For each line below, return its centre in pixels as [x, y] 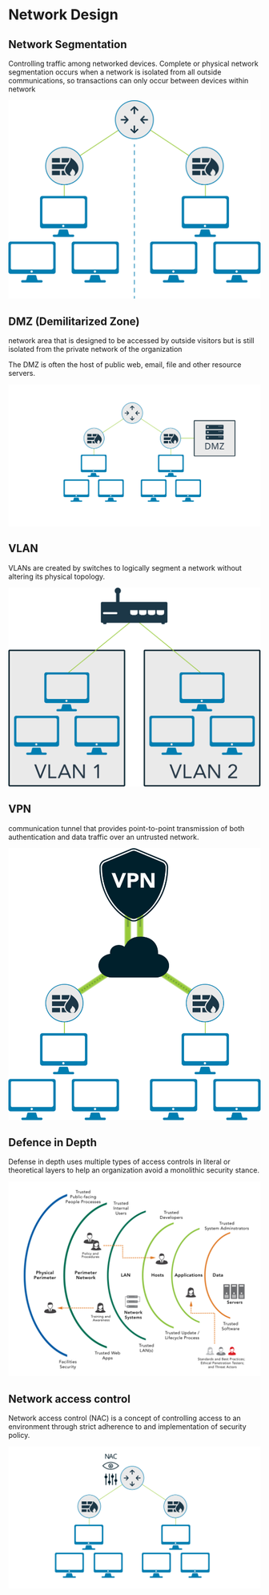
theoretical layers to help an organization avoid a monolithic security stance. [134, 1170]
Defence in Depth [53, 1143]
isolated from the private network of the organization [95, 349]
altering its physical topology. [57, 576]
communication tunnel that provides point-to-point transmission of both [126, 828]
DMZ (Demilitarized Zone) [74, 321]
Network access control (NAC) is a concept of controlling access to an [125, 1418]
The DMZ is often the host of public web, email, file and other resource [125, 365]
